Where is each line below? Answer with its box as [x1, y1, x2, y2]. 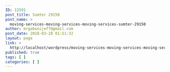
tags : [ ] [5, 54, 26, 60]
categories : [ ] [5, 59, 39, 64]
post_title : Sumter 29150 [5, 12, 60, 17]
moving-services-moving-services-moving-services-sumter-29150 [10, 21, 146, 27]
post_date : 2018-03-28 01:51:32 [5, 31, 73, 36]
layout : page [5, 36, 33, 41]
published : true [5, 50, 39, 55]
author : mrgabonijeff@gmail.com [5, 26, 73, 31]
